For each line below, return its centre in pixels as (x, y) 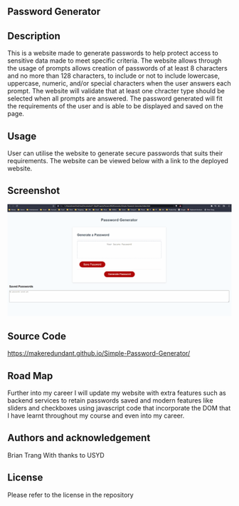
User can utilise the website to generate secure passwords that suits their (115, 153)
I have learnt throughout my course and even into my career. (96, 415)
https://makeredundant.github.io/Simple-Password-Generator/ (99, 353)
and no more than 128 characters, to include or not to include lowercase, (114, 76)
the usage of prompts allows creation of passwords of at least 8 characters (117, 68)
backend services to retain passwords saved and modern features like (110, 400)
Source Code (37, 336)
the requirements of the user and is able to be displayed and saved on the (116, 106)
